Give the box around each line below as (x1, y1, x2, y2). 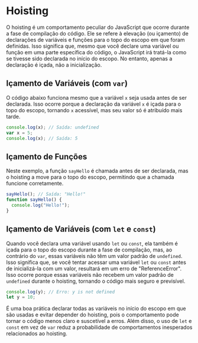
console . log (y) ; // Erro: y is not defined (6, 289, 115, 295)
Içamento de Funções (6, 152, 87, 162)
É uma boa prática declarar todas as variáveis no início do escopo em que (6, 305, 186, 312)
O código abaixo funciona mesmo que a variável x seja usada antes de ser (6, 94, 187, 101)
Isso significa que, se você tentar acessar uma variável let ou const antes (6, 259, 186, 266)
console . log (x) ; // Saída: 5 (6, 135, 78, 141)
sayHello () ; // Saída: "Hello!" (6, 191, 86, 197)
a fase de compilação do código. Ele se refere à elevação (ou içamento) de (6, 30, 189, 37)
